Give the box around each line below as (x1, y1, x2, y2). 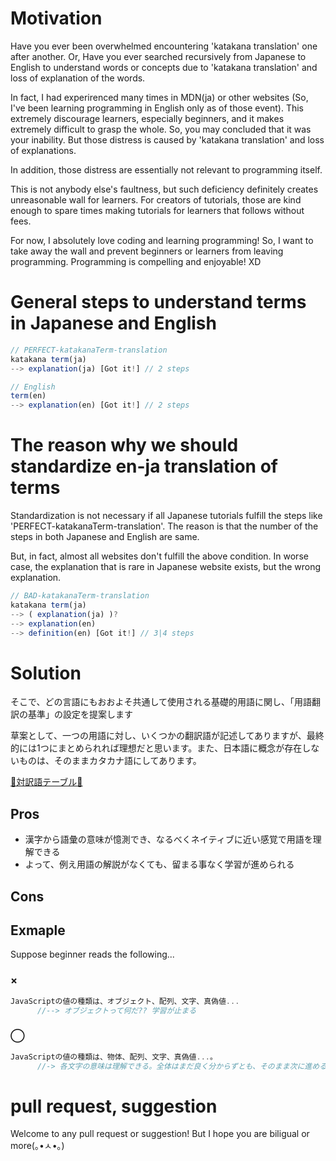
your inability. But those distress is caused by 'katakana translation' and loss (10, 133, 325, 146)
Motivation (10, 7, 103, 30)
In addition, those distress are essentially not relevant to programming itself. (10, 163, 323, 176)
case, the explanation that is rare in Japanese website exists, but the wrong (10, 561, 322, 573)
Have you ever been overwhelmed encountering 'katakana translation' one (10, 40, 318, 52)
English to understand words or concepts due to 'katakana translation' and (10, 61, 318, 73)
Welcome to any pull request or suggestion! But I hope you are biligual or (10, 1128, 310, 1140)
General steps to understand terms (10, 291, 307, 314)
